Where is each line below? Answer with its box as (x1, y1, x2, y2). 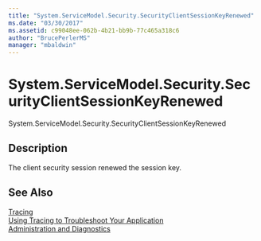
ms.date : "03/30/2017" (8, 19, 84, 27)
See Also (8, 186, 53, 200)
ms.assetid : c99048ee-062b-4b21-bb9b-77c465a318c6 (8, 26, 180, 34)
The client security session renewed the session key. (8, 162, 181, 172)
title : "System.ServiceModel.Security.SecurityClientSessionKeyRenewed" (8, 11, 255, 20)
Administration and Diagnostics (8, 224, 111, 233)
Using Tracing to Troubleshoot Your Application (8, 216, 164, 225)
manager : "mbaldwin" (8, 41, 77, 49)
